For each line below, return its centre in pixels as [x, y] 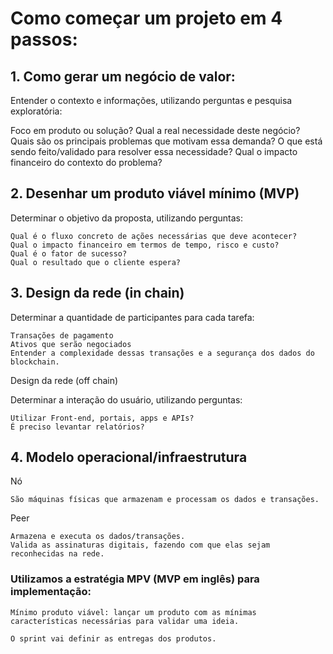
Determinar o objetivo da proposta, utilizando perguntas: [126, 218]
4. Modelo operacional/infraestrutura [129, 457]
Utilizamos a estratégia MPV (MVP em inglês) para [135, 579]
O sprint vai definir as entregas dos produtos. [113, 638]
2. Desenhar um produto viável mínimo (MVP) [155, 193]
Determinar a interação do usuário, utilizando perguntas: [126, 399]
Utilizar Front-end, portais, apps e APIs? [102, 418]
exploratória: [36, 111]
